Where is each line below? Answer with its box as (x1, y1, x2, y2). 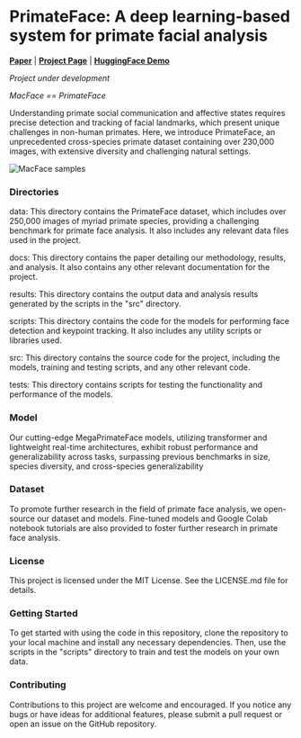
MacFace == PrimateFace (9, 90, 106, 101)
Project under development (9, 72, 111, 83)
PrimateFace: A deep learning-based (9, 6, 290, 27)
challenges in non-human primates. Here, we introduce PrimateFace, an (9, 126, 276, 137)
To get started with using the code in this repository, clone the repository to (9, 627, 289, 638)
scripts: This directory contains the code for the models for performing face (9, 316, 290, 327)
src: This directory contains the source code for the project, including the (9, 353, 280, 364)
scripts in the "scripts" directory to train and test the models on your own (9, 646, 280, 658)
